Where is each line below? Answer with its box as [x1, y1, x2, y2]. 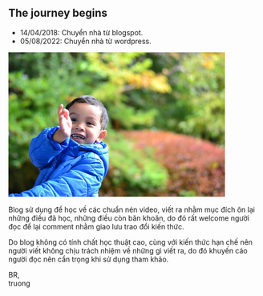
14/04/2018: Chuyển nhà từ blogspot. [19, 27, 144, 37]
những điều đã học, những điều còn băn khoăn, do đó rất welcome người [8, 213, 250, 223]
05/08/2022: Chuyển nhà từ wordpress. [19, 36, 152, 46]
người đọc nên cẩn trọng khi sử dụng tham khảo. [8, 254, 169, 264]
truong [8, 278, 30, 288]
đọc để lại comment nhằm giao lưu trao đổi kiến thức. [8, 221, 184, 231]
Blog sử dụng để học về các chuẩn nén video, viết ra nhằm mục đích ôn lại [8, 205, 255, 214]
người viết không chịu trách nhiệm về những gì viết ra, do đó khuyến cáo [8, 245, 249, 255]
